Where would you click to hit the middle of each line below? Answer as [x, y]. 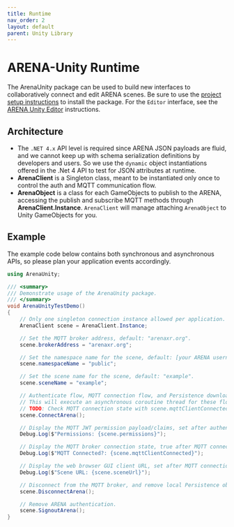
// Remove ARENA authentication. [68, 504]
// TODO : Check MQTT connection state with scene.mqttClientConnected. [126, 409]
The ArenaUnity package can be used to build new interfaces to [99, 87]
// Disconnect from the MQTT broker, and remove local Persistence [119, 485]
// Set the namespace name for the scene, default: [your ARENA [115, 357]
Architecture [36, 131]
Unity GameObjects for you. [57, 215]
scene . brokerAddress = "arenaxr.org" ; [76, 345]
